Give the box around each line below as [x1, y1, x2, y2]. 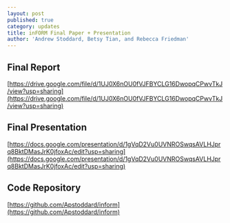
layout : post [7, 10, 45, 17]
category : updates [7, 23, 60, 30]
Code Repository [7, 182, 81, 194]
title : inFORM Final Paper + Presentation [7, 29, 131, 37]
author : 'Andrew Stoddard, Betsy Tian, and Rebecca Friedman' [7, 36, 189, 43]
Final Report [7, 61, 61, 73]
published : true [7, 17, 54, 23]
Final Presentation [7, 122, 87, 133]
